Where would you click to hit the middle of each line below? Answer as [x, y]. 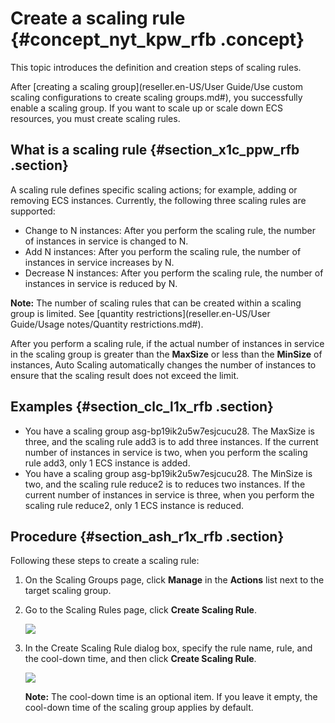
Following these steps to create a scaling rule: [105, 561]
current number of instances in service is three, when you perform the [169, 494]
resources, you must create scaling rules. [95, 118]
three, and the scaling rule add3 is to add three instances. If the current [171, 441]
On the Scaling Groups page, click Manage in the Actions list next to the [174, 580]
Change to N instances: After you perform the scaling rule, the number [170, 230]
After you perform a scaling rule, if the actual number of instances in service [167, 343]
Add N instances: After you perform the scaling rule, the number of [163, 251]
